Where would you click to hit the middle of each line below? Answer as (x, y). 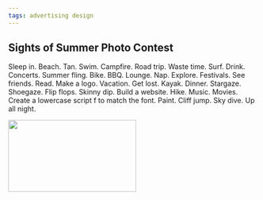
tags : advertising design (51, 15)
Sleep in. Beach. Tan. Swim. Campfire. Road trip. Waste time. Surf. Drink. (127, 67)
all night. (22, 109)
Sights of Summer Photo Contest (91, 48)
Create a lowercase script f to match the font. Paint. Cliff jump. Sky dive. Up (131, 101)
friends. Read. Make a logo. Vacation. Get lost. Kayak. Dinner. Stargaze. (125, 83)
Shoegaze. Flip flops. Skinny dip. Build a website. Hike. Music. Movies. (123, 92)
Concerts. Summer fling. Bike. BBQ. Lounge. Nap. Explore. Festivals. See (127, 75)
